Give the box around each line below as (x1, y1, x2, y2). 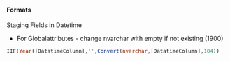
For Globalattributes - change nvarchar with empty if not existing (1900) (16, 35, 224, 43)
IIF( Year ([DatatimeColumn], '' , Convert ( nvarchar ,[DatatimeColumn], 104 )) (6, 48, 220, 55)
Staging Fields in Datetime (6, 21, 82, 29)
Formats (6, 6, 31, 14)
